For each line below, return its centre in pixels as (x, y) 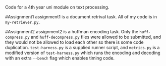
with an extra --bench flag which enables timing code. (60, 58)
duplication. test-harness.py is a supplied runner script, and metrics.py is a (83, 47)
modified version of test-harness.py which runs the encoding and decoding (83, 53)
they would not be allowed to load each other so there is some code (74, 42)
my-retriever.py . (23, 22)
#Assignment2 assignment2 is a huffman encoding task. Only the (72, 32)
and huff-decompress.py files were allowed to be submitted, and (96, 37)
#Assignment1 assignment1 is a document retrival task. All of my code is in (81, 17)
